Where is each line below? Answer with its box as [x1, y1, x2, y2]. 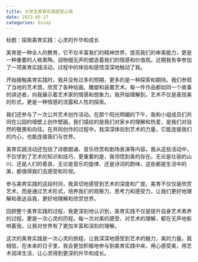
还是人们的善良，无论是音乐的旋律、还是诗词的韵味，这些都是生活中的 [16, 161, 187, 168]
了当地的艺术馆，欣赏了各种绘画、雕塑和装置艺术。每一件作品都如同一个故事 [6, 84, 192, 91]
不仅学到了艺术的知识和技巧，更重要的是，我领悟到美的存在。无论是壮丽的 [6, 153, 187, 160]
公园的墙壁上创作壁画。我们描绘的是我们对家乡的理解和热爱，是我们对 [16, 119, 187, 126]
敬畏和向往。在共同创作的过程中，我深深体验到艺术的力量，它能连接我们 [16, 126, 192, 133]
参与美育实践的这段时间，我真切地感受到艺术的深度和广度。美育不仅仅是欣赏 [6, 181, 192, 188]
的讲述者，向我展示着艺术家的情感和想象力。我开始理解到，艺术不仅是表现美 [6, 91, 192, 98]
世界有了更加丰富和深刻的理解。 [42, 222, 120, 230]
